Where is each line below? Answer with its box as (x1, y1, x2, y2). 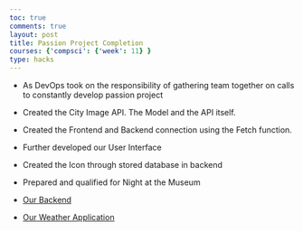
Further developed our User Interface (22, 142, 163, 152)
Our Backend (22, 195, 72, 205)
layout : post (9, 30, 59, 39)
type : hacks (9, 55, 54, 64)
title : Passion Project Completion (9, 38, 144, 48)
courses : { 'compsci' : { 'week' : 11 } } (9, 47, 152, 56)
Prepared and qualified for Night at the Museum (22, 177, 201, 188)
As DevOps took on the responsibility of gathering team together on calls (22, 80, 295, 90)
